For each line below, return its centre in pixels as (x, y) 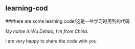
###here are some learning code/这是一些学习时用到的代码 (67, 21)
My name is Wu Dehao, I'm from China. (47, 31)
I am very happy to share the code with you (51, 41)
